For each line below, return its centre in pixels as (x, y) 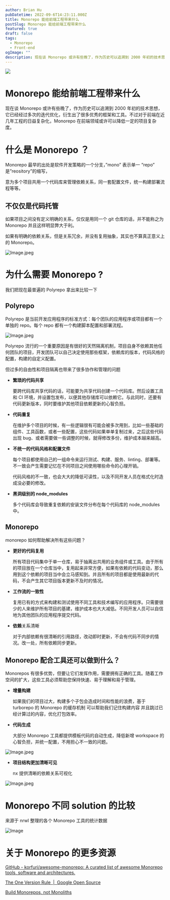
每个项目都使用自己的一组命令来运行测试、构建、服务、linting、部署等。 (88, 459)
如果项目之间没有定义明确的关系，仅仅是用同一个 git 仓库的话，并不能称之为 (84, 219)
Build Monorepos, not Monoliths (38, 892)
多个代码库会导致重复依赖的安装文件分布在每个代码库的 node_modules (86, 504)
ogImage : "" (18, 52)
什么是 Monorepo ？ (47, 150)
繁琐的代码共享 (28, 380)
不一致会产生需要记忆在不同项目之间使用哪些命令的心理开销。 (77, 465)
